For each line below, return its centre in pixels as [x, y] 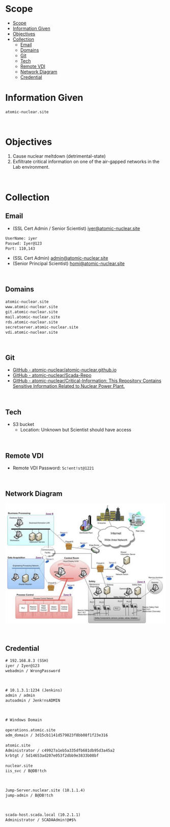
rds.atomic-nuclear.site [32, 322]
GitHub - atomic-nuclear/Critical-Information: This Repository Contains [87, 381]
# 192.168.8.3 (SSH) [27, 661]
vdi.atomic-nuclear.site [32, 332]
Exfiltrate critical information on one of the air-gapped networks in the [86, 162]
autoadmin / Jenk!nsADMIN [33, 701]
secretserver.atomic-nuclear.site [42, 327]
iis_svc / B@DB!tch [26, 771]
